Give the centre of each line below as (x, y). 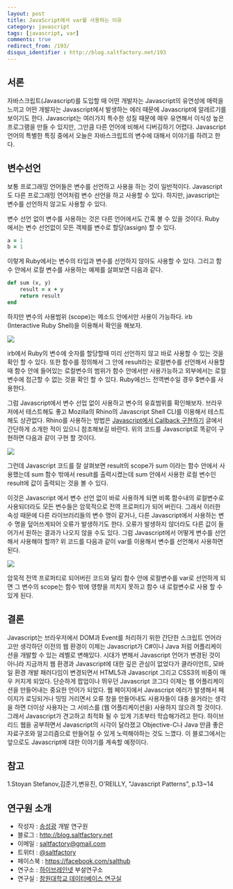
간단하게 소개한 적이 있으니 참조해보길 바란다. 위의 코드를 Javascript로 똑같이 (112, 428)
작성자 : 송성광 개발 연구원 (53, 826)
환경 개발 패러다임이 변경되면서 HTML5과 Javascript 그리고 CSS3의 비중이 (116, 672)
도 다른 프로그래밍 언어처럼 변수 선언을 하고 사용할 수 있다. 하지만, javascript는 (114, 195)
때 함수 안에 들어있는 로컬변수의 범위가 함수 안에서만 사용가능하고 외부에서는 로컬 (117, 371)
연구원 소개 (30, 808)
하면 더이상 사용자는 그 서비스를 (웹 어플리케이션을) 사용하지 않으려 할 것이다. (119, 707)
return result (40, 296)
